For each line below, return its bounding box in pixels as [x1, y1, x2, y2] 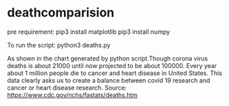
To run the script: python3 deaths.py [7, 41, 111, 49]
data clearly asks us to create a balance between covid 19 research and [7, 76, 210, 84]
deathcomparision [7, 5, 115, 21]
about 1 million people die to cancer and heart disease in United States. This [7, 69, 222, 77]
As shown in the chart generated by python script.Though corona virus [7, 54, 208, 63]
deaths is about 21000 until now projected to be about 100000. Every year [7, 61, 217, 70]
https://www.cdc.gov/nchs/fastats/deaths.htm [7, 91, 138, 99]
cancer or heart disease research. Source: [7, 83, 127, 92]
